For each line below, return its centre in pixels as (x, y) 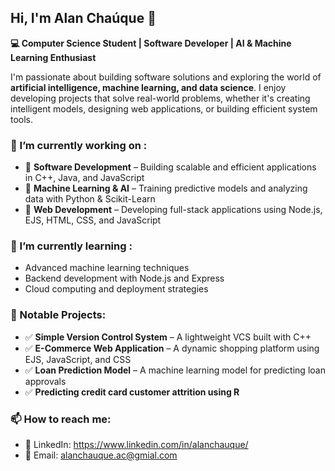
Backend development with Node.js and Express (124, 278)
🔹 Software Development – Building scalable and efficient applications (170, 167)
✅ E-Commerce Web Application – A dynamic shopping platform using (172, 348)
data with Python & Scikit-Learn (90, 199)
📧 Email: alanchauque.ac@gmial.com (101, 455)
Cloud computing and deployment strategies (116, 289)
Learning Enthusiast (53, 57)
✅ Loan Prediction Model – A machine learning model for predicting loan (175, 370)
